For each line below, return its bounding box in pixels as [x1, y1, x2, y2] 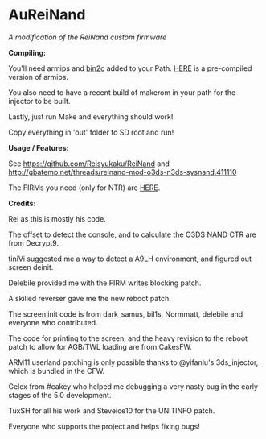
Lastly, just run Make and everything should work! [8, 111, 174, 122]
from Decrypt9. [8, 238, 59, 247]
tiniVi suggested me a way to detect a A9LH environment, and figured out [8, 254, 252, 263]
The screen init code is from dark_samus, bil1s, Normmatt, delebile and [8, 309, 243, 319]
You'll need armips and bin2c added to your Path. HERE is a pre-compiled [8, 63, 252, 73]
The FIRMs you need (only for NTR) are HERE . [8, 183, 161, 193]
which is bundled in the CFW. [8, 366, 105, 375]
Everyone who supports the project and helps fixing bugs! [8, 421, 201, 431]
